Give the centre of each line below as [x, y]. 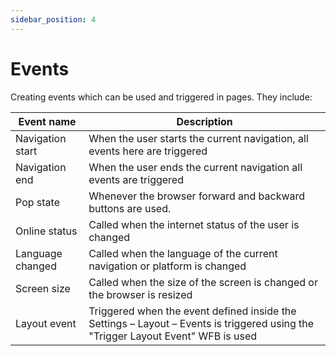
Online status [46, 231]
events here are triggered [148, 151]
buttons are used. [130, 208]
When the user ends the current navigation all [195, 167]
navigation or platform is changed [167, 266]
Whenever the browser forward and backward [197, 196]
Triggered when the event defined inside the [192, 311]
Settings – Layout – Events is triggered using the [201, 323]
